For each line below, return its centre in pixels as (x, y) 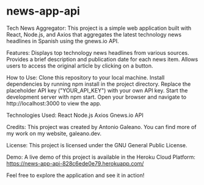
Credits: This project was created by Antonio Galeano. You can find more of (101, 127)
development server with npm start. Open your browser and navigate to (97, 97)
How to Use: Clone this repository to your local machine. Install (86, 77)
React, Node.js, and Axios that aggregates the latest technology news (94, 34)
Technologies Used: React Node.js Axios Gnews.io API (75, 115)
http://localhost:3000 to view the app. (54, 103)
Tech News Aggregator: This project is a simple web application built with (99, 28)
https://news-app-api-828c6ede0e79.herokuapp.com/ (75, 163)
